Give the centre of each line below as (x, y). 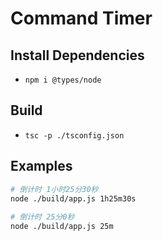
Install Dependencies (77, 55)
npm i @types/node (63, 80)
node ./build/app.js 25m (62, 227)
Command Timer (81, 18)
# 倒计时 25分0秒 (42, 217)
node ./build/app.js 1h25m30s (73, 198)
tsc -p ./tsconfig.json (74, 135)
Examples (41, 166)
